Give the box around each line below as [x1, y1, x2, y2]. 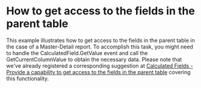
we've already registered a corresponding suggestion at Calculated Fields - [6, 62, 194, 69]
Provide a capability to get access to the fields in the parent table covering [6, 68, 191, 75]
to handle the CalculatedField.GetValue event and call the [6, 49, 149, 56]
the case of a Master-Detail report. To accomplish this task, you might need [6, 43, 194, 50]
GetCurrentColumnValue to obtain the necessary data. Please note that [6, 56, 182, 63]
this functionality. [6, 75, 49, 82]
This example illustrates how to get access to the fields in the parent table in [6, 37, 195, 44]
